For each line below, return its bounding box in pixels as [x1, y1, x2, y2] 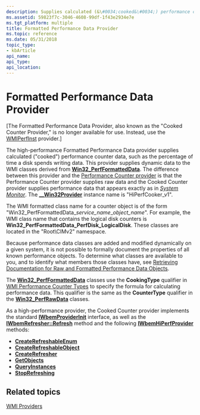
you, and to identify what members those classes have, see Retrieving [6, 259, 179, 266]
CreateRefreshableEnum [14, 338, 77, 345]
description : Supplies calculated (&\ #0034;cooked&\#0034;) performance [6, 8, 190, 15]
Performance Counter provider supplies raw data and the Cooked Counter [6, 179, 188, 186]
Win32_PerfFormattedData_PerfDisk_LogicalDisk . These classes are [6, 222, 179, 229]
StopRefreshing [14, 370, 55, 377]
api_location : [6, 64, 42, 70]
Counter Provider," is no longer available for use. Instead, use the [6, 129, 165, 136]
